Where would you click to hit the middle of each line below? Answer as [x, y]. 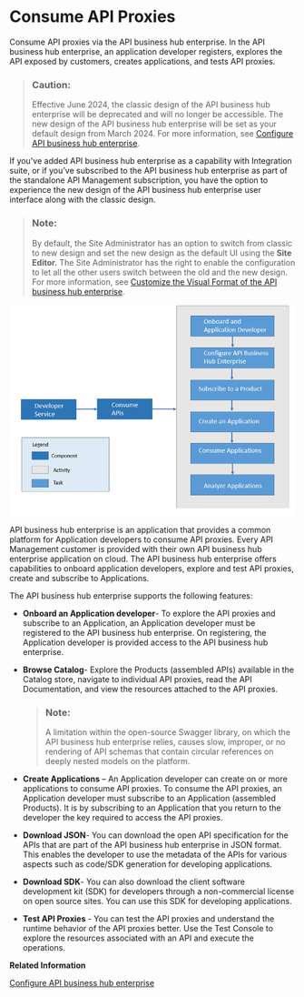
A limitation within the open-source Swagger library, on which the [168, 732]
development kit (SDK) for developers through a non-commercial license [158, 891]
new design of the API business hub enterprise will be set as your [154, 124]
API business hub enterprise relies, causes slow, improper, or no [165, 742]
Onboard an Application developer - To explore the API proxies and [149, 614]
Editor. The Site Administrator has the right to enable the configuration [163, 262]
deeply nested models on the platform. [118, 761]
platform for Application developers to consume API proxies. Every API [142, 539]
